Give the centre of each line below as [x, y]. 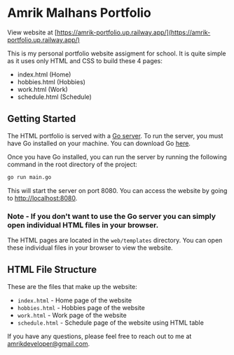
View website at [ [32, 32]
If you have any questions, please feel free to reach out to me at [99, 336]
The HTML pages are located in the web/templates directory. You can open [115, 240]
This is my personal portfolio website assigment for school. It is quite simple [117, 53]
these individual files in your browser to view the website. [90, 248]
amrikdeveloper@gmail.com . [49, 343]
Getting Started [42, 119]
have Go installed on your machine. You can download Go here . [99, 143]
